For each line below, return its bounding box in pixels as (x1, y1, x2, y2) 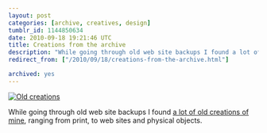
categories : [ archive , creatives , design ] (8, 19, 151, 27)
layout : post (8, 11, 52, 20)
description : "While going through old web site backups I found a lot (8, 48, 250, 56)
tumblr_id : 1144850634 (8, 26, 83, 34)
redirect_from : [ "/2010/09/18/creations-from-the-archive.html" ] (8, 56, 229, 64)
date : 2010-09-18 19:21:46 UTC (8, 33, 112, 42)
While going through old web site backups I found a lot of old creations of (8, 107, 249, 116)
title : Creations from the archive (8, 41, 126, 49)
